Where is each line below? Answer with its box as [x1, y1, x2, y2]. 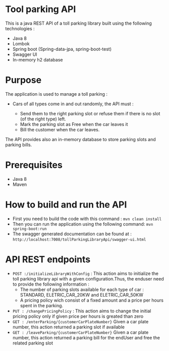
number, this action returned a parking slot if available [12, 324, 125, 330]
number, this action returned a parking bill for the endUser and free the [12, 334, 160, 340]
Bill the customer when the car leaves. [20, 126, 100, 132]
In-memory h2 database [12, 56, 63, 62]
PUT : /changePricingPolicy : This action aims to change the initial [12, 308, 151, 314]
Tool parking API [5, 4, 76, 15]
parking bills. [5, 142, 32, 148]
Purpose [5, 75, 42, 86]
